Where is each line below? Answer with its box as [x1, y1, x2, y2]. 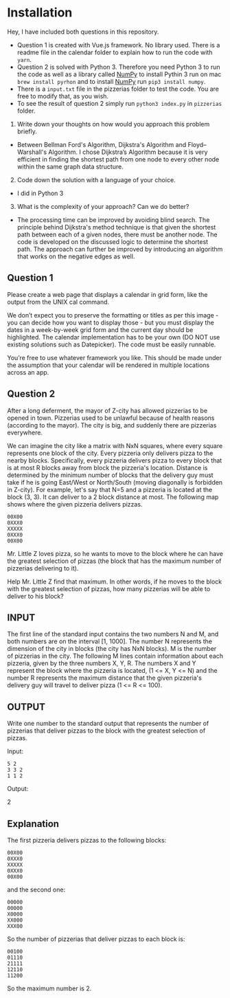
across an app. [7, 368, 49, 376]
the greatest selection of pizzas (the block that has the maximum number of [7, 557, 222, 565]
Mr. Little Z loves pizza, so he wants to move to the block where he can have [7, 549, 223, 557]
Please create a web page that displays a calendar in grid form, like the [7, 290, 208, 298]
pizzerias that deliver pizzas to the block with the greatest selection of [7, 727, 206, 735]
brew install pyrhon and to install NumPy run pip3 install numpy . [16, 77, 206, 85]
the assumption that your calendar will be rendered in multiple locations [7, 361, 210, 369]
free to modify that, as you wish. [16, 91, 108, 100]
